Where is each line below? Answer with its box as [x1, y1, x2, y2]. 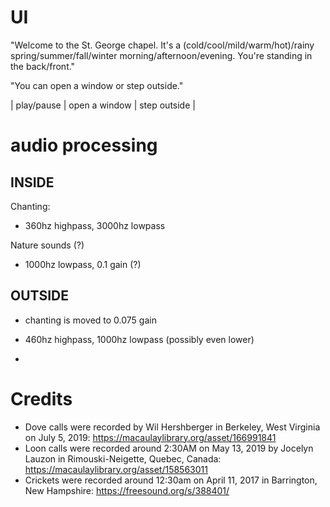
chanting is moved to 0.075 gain [24, 314, 157, 326]
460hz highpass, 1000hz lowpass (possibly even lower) [24, 333, 255, 345]
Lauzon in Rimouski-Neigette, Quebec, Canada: [24, 452, 222, 465]
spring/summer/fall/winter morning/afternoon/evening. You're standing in [10, 49, 313, 61]
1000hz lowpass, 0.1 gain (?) [24, 258, 142, 270]
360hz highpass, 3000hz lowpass [24, 219, 166, 231]
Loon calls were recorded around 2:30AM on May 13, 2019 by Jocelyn [24, 442, 314, 454]
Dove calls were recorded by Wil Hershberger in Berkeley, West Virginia [24, 421, 321, 433]
